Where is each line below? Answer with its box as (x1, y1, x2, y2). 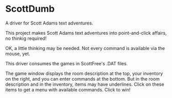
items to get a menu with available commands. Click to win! (5, 86, 131, 92)
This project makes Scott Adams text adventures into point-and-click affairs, (5, 30, 167, 36)
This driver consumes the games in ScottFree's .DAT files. (5, 60, 128, 66)
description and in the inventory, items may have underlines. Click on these (5, 81, 164, 87)
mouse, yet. (5, 51, 30, 57)
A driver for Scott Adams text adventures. (5, 20, 93, 26)
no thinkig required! (5, 35, 47, 41)
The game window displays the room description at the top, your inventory (5, 70, 163, 77)
